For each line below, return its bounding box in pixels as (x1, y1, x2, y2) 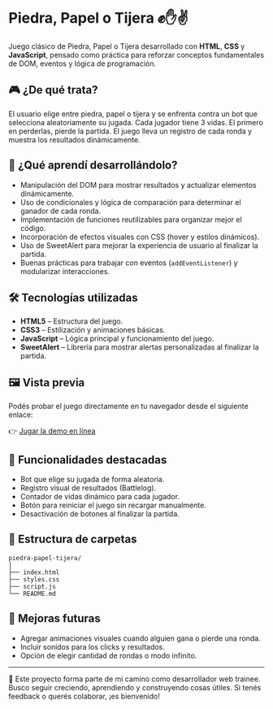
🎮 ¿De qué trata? (8, 83, 98, 97)
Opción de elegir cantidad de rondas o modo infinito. (19, 650, 197, 660)
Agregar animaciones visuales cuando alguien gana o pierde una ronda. (19, 633, 262, 643)
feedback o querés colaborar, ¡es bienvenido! (8, 691, 160, 701)
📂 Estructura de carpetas (8, 533, 137, 546)
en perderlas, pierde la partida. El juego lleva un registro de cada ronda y (8, 126, 253, 136)
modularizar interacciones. (19, 266, 110, 276)
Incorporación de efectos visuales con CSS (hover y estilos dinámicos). (19, 232, 260, 241)
